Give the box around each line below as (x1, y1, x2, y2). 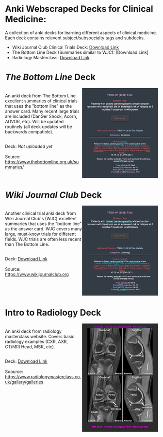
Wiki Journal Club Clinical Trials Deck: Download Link (12, 44, 119, 50)
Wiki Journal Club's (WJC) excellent (5, 216, 77, 222)
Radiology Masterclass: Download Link (12, 54, 90, 60)
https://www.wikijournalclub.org (5, 272, 69, 277)
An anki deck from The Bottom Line (5, 93, 76, 98)
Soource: (5, 369, 23, 374)
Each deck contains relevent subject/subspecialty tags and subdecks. (5, 35, 145, 41)
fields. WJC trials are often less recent (5, 236, 81, 242)
